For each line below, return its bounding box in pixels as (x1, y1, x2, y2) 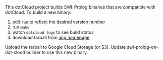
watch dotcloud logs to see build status (12, 30, 94, 35)
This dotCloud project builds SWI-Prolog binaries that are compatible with (5, 4, 156, 10)
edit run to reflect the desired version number (12, 19, 106, 25)
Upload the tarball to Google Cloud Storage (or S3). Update (5, 44, 126, 50)
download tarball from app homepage (12, 34, 90, 40)
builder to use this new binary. (26, 49, 88, 55)
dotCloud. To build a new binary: (5, 9, 72, 15)
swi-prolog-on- (127, 44, 159, 50)
